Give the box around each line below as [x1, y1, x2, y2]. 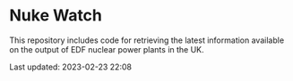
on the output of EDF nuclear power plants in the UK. [9, 44, 204, 54]
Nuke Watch [9, 5, 103, 26]
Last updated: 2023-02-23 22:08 [9, 61, 133, 72]
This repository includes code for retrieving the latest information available [9, 35, 285, 45]
